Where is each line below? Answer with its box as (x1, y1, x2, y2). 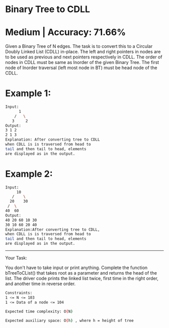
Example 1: (5, 88, 51, 99)
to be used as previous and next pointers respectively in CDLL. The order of (5, 54, 162, 60)
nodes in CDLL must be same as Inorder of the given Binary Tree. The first (5, 59, 159, 65)
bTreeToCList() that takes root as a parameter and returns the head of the (5, 270, 157, 276)
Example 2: (5, 168, 53, 179)
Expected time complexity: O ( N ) (5, 309, 73, 314)
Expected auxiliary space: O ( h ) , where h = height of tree (5, 318, 134, 323)
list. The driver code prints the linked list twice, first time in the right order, (5, 276, 158, 281)
